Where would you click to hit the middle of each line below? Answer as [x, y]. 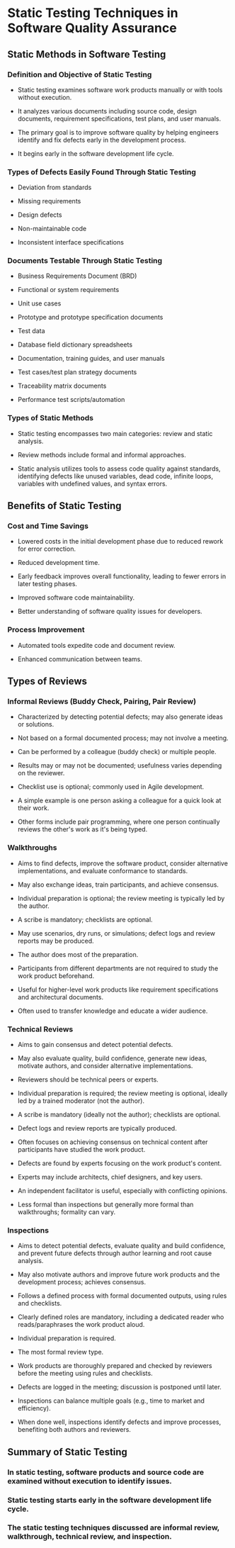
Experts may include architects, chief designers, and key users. [110, 1177]
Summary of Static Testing [67, 1452]
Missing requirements [49, 201]
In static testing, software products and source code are [105, 1472]
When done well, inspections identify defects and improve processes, [119, 1422]
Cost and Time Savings [48, 526]
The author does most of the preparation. [78, 954]
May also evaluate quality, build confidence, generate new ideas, [112, 1058]
